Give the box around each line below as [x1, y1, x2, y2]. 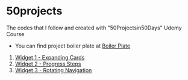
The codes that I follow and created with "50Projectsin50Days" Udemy [6, 24, 182, 31]
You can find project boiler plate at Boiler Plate [14, 42, 131, 49]
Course [6, 30, 25, 37]
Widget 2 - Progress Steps [14, 60, 81, 67]
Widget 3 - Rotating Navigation [14, 66, 92, 73]
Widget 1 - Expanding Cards [14, 54, 85, 61]
